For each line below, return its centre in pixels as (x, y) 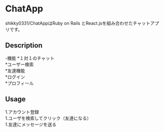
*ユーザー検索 (19, 64)
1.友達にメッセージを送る (31, 124)
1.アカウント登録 (22, 112)
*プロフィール (19, 83)
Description (24, 45)
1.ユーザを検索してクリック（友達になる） (48, 118)
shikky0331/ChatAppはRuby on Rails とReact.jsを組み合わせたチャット (78, 23)
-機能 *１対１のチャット (30, 58)
